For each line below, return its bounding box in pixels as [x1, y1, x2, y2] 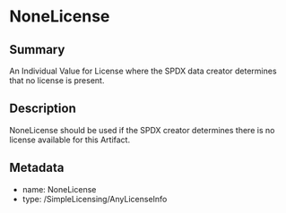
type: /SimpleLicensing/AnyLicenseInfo [22, 193, 168, 204]
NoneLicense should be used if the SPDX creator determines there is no [9, 124, 275, 135]
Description [9, 101, 76, 116]
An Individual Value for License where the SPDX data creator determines [9, 65, 277, 76]
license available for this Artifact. [9, 134, 131, 145]
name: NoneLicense [22, 183, 97, 194]
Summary [9, 42, 65, 57]
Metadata [9, 160, 65, 175]
